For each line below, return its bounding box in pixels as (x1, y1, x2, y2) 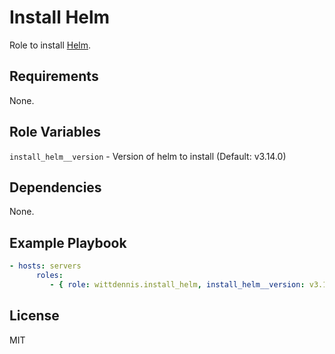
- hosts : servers (9, 261, 82, 271)
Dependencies (9, 179, 102, 196)
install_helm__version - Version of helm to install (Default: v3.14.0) (9, 150, 287, 162)
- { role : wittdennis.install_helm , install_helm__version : (49, 279, 306, 290)
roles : (35, 271, 64, 281)
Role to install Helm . (9, 39, 92, 51)
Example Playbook (9, 234, 127, 251)
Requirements (9, 68, 99, 85)
